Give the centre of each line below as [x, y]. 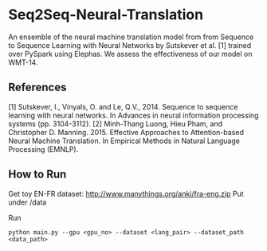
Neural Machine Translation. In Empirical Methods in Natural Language [124, 141]
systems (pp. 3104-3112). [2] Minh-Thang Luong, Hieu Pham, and [116, 124]
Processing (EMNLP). [43, 149]
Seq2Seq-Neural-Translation [106, 15]
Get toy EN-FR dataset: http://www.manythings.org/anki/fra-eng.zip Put [126, 193]
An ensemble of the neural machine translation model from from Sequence [131, 37]
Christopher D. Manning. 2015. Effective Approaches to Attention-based [126, 132]
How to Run [37, 175]
